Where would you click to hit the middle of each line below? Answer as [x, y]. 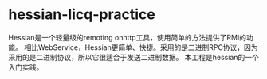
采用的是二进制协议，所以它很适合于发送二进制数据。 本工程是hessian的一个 [133, 57]
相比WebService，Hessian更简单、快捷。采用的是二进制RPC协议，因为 [141, 47]
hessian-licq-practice [82, 15]
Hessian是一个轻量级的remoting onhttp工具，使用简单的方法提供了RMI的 [128, 37]
